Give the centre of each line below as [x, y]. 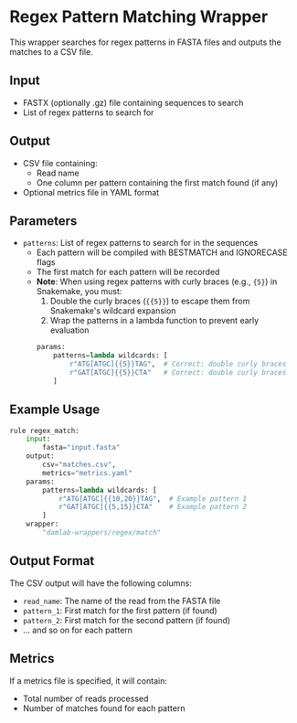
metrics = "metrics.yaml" [87, 473]
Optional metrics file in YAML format [91, 192]
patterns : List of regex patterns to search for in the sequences [140, 243]
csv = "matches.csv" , [80, 465]
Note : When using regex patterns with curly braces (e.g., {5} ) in [157, 282]
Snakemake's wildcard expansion [113, 311]
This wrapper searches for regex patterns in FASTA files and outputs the [145, 42]
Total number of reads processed [85, 698]
